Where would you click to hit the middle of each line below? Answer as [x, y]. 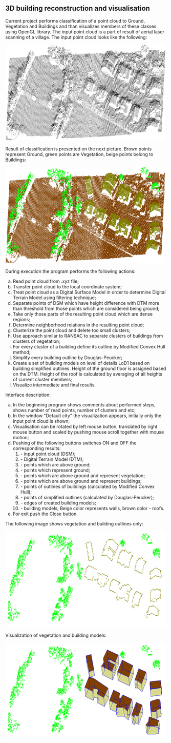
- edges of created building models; [58, 503]
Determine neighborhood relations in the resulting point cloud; [78, 325]
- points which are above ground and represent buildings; [81, 481]
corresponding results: [37, 448]
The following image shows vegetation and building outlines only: [74, 523]
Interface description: [28, 395]
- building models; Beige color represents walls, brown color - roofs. [92, 508]
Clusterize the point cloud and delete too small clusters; [71, 330]
